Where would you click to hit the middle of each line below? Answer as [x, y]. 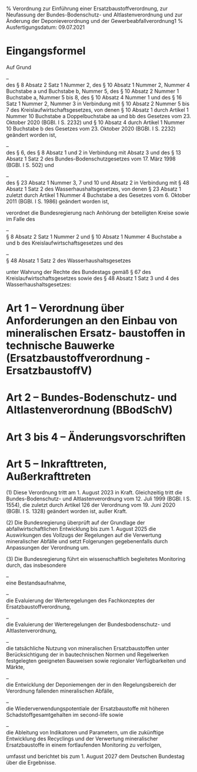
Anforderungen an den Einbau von [92, 321]
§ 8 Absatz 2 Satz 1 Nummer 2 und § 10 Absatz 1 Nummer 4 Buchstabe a [94, 236]
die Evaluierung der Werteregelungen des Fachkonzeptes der [81, 601]
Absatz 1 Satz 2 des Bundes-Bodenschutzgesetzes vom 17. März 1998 [91, 159]
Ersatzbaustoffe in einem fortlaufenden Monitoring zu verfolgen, [84, 745]
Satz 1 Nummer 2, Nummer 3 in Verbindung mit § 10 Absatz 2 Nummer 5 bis [98, 103]
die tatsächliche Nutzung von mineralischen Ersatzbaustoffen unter [88, 649]
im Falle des [21, 219]
